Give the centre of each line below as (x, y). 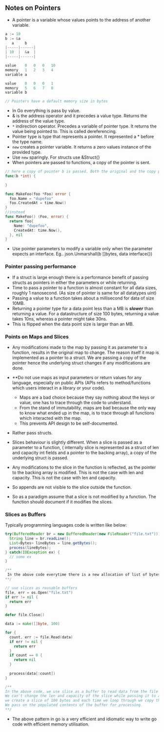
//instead (15, 212)
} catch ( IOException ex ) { (32, 552)
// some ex (20, 557)
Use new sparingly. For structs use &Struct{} (56, 157)
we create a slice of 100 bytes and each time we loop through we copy (79, 701)
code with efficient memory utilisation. (51, 724)
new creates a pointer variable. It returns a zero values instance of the (82, 147)
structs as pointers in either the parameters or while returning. (75, 282)
